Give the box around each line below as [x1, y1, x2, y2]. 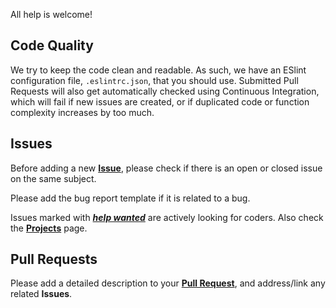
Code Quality [10, 37, 94, 54]
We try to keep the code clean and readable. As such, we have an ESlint [10, 64, 307, 76]
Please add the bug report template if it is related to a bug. [10, 192, 251, 204]
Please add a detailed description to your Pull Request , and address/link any [10, 277, 326, 289]
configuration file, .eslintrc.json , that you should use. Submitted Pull [10, 74, 299, 86]
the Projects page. [10, 222, 88, 234]
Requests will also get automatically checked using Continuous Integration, [10, 85, 320, 97]
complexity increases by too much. [10, 106, 155, 118]
